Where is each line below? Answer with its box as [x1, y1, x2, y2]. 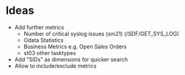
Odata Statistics [23, 36, 64, 44]
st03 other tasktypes [23, 49, 77, 56]
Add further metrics [14, 24, 65, 31]
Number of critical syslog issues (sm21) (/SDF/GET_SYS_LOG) [23, 30, 180, 37]
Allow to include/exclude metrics [14, 62, 97, 70]
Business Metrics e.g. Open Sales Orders [23, 43, 127, 50]
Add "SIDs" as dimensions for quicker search [14, 56, 128, 63]
